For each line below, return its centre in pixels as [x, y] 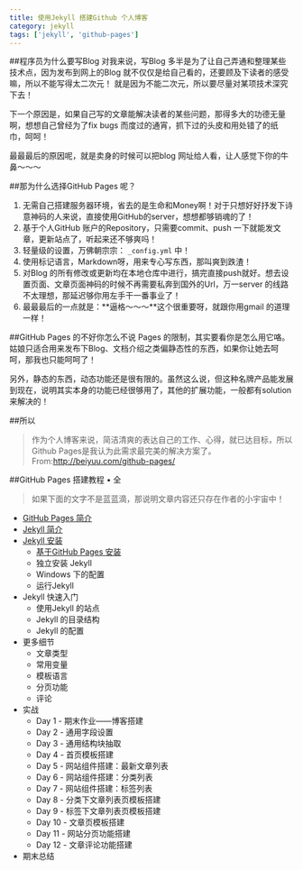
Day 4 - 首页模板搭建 [75, 755]
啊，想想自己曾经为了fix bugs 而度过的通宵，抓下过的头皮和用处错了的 [140, 125]
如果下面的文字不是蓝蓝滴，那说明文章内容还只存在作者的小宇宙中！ [158, 499]
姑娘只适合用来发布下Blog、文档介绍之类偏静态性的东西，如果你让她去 [140, 349]
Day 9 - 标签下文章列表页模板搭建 [98, 811]
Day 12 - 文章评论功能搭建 [84, 845]
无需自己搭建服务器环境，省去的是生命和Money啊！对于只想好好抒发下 [154, 206]
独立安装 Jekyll [64, 563]
